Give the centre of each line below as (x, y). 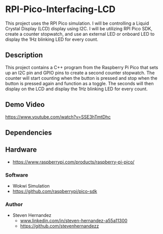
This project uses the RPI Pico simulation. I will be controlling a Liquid (77, 23)
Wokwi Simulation (31, 186)
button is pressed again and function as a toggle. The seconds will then (79, 83)
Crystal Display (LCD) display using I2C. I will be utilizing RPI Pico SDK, (79, 28)
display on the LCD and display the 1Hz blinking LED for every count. (76, 89)
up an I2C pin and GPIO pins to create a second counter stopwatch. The (80, 73)
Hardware (21, 150)
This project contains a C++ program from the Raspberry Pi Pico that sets (82, 67)
